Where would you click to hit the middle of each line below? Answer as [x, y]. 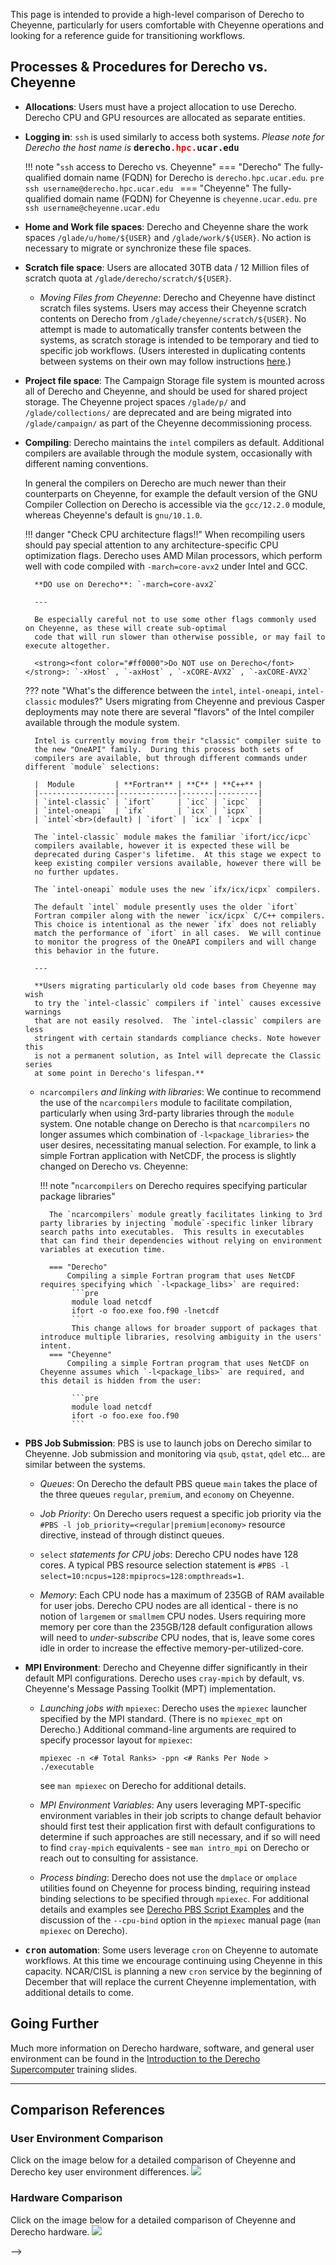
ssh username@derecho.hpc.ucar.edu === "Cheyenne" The [146, 188]
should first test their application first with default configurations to [177, 1826]
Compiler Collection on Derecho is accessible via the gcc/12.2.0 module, [175, 504]
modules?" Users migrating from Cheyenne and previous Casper [192, 701]
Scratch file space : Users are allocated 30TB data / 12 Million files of [167, 267]
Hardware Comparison [66, 2198]
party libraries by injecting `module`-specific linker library [176, 1223]
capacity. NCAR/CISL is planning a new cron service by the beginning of [173, 1971]
